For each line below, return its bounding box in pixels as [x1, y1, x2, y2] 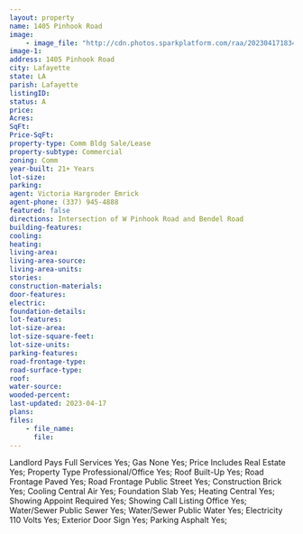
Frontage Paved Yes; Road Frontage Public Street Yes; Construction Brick [9, 476, 282, 487]
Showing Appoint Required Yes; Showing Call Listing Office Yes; [9, 495, 248, 506]
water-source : [9, 382, 63, 391]
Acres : [9, 114, 34, 123]
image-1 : [9, 47, 42, 56]
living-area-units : [9, 265, 83, 274]
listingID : [9, 88, 50, 97]
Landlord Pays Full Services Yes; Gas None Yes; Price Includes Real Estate [9, 457, 286, 468]
